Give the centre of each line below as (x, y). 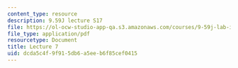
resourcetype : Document (42, 40)
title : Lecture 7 (33, 47)
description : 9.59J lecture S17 (55, 21)
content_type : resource (42, 14)
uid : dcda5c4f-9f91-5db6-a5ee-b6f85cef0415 (73, 54)
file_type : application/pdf (49, 34)
